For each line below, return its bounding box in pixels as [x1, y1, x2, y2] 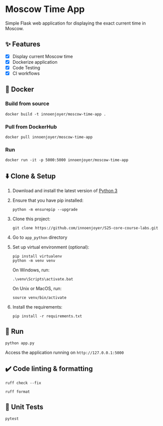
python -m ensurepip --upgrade [12, 207, 78, 212]
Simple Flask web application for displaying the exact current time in [5, 20, 146, 26]
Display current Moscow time [12, 53, 73, 59]
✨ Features [5, 40, 40, 49]
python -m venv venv [12, 258, 55, 263]
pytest [5, 416, 19, 421]
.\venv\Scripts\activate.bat [12, 277, 73, 282]
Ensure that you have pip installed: [12, 197, 83, 204]
